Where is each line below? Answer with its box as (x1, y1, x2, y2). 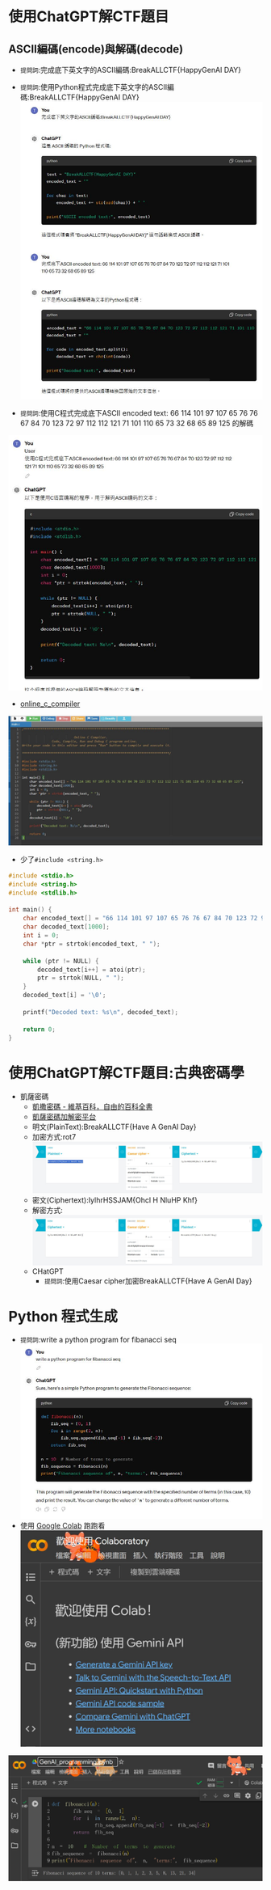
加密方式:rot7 (31, 1132, 77, 1142)
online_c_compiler (19, 699, 81, 708)
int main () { (8, 906, 52, 914)
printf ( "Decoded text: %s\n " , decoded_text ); (23, 1008, 179, 1016)
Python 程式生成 (8, 1308, 119, 1326)
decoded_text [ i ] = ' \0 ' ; (23, 992, 106, 1000)
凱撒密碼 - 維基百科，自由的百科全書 (31, 1101, 153, 1112)
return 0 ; (23, 1025, 56, 1034)
